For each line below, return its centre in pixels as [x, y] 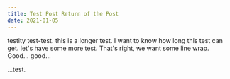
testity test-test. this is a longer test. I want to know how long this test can [115, 40]
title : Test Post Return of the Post [63, 14]
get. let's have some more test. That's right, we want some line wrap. [108, 48]
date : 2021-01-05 [33, 20]
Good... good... [29, 55]
